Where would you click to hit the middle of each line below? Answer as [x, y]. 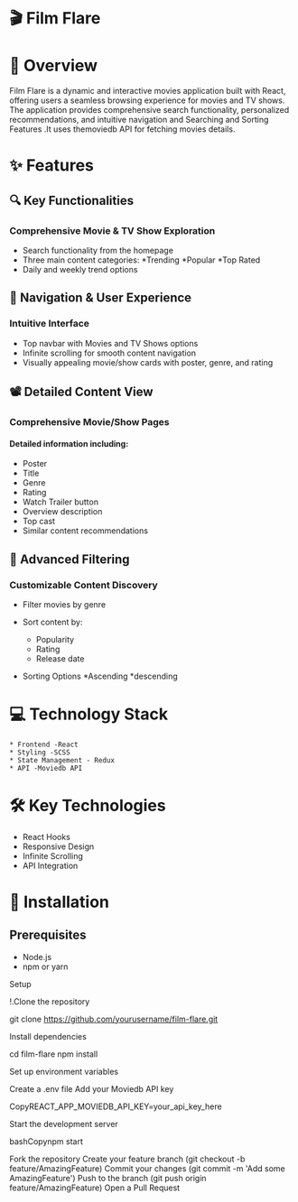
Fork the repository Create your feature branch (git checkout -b [127, 1159]
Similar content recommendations [85, 531]
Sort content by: [52, 622]
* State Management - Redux [62, 760]
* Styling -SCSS [40, 752]
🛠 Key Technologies [88, 806]
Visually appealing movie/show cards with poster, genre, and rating [148, 362]
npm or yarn [45, 966]
